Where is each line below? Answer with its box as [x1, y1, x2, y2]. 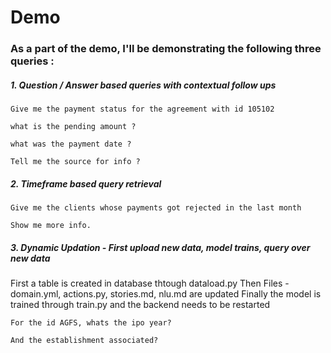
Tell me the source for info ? [10, 157, 141, 167]
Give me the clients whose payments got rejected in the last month [10, 203, 302, 213]
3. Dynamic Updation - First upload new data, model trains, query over [10, 241, 311, 253]
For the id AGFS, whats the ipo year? [10, 318, 172, 328]
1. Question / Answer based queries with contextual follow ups [10, 79, 277, 91]
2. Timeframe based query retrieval [10, 177, 162, 190]
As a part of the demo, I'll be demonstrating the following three [10, 42, 322, 56]
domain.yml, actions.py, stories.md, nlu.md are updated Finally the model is [10, 288, 322, 300]
